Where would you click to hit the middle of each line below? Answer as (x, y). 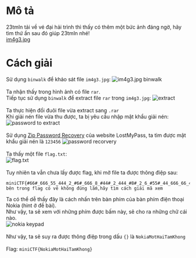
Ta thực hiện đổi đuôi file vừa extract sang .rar (63, 110)
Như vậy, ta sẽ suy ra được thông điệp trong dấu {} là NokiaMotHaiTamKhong (96, 236)
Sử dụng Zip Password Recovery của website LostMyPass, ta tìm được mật (96, 135)
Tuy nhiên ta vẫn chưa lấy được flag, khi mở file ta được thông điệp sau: (92, 172)
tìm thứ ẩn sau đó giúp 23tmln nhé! (48, 33)
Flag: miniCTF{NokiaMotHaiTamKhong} (49, 249)
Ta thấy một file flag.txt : (36, 154)
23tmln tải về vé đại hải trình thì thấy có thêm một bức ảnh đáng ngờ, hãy (94, 27)
